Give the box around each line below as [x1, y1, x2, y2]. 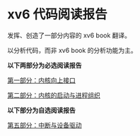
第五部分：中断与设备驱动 [7, 120, 82, 129]
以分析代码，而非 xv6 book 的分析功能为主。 [7, 46, 138, 54]
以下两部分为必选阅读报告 [7, 61, 82, 69]
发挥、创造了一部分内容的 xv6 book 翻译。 [7, 31, 132, 39]
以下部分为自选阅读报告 [7, 106, 76, 114]
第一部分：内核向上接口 [7, 75, 76, 85]
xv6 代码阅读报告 [7, 6, 107, 23]
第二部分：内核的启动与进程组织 [7, 91, 100, 99]
